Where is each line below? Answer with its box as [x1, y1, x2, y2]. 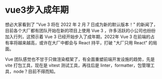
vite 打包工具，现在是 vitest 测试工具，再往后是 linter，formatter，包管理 [5, 62, 151, 68]
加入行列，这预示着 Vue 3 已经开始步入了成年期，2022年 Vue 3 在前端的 [5, 34, 151, 39]
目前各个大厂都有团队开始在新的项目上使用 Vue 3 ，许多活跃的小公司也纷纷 [5, 27, 156, 33]
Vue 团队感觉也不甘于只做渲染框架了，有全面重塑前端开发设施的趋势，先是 [5, 56, 155, 62]
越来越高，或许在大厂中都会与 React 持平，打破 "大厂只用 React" [18, 39, 147, 45]
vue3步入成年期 [5, 4, 69, 16]
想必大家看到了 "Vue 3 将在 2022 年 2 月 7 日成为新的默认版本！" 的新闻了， [5, 21, 158, 27]
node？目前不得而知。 [13, 68, 58, 74]
